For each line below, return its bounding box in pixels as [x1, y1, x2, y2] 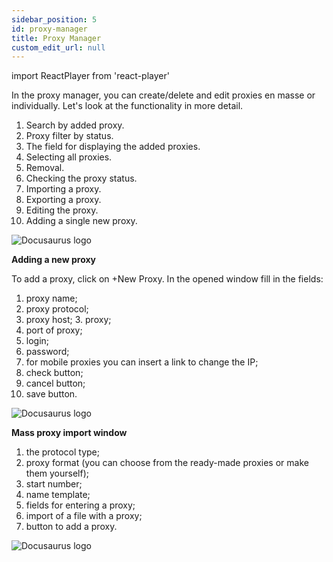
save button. [25, 388, 78, 400]
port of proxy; [25, 324, 83, 336]
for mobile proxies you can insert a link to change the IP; [25, 356, 259, 368]
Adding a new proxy [11, 254, 97, 266]
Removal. [25, 162, 65, 174]
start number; [25, 478, 83, 490]
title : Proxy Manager [11, 33, 102, 43]
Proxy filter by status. [25, 130, 114, 142]
